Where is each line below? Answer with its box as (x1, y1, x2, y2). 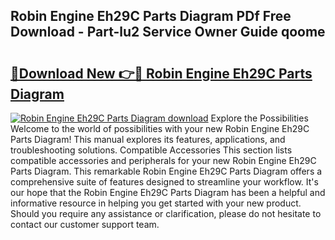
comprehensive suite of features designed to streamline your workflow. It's (10, 176, 319, 188)
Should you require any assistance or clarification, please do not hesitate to (10, 208, 322, 219)
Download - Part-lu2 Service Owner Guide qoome (10, 24, 326, 41)
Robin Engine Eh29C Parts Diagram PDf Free (10, 8, 292, 25)
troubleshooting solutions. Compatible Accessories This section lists (10, 144, 293, 156)
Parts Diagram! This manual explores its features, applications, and (10, 134, 286, 145)
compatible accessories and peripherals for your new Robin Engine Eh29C (10, 155, 317, 166)
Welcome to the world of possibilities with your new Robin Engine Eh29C (10, 123, 310, 134)
